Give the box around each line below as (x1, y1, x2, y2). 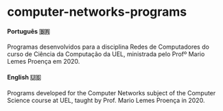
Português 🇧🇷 (7, 27, 50, 35)
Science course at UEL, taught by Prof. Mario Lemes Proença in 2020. (7, 96, 205, 104)
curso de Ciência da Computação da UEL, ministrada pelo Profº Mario (7, 50, 205, 58)
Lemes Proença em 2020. (7, 58, 80, 66)
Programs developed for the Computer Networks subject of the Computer (7, 88, 216, 97)
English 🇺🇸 (7, 73, 41, 81)
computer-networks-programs (7, 4, 187, 20)
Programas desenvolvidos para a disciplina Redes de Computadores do (7, 42, 209, 51)
